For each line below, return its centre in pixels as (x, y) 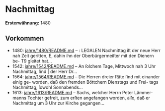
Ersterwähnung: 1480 (28, 23)
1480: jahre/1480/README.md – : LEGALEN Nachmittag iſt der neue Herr (86, 50)
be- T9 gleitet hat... (32, 61)
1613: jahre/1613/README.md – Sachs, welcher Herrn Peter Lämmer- (82, 92)
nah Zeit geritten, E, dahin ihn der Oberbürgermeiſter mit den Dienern (83, 55)
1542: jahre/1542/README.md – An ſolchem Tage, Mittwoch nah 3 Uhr (84, 66)
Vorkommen (25, 38)
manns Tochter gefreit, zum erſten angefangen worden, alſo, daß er (81, 98)
